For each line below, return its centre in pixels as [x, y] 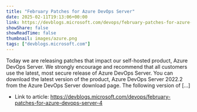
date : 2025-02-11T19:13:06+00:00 [47, 17]
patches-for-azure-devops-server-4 [58, 103]
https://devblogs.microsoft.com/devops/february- [111, 96]
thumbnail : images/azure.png [42, 38]
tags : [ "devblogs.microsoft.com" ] [48, 44]
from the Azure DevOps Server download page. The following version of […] [98, 85]
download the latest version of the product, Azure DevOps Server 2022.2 [94, 79]
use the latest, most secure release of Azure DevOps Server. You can [90, 73]
